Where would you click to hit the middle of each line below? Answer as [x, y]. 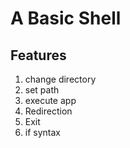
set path [42, 90]
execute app [50, 100]
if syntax [42, 132]
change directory [60, 79]
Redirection [48, 111]
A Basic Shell [66, 18]
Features [38, 55]
